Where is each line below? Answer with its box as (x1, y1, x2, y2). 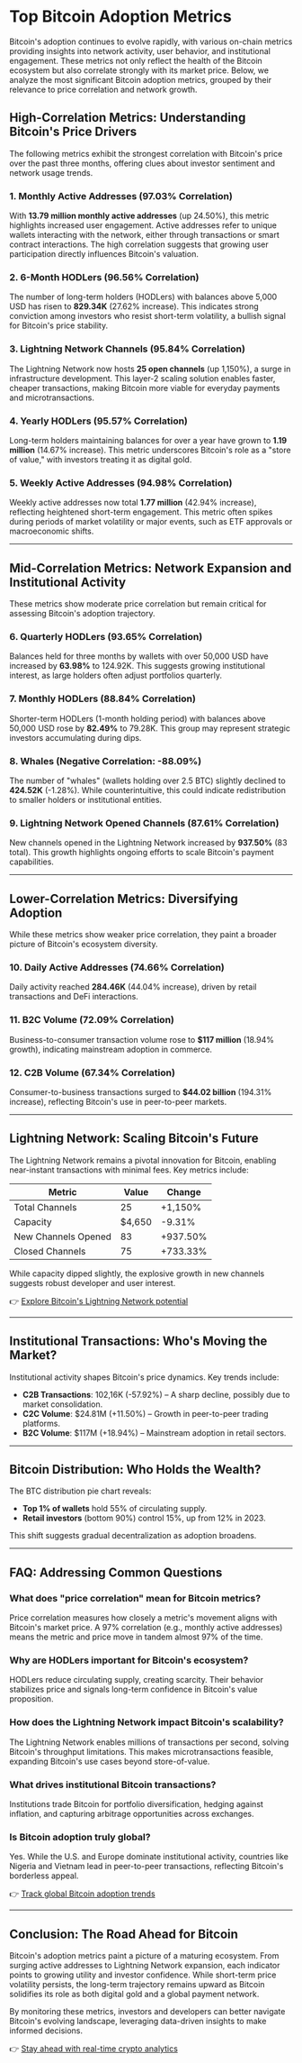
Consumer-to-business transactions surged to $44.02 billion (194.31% (9, 1086, 272, 1097)
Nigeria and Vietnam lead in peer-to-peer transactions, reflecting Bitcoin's (9, 1861, 284, 1872)
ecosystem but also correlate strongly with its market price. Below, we (9, 65, 270, 76)
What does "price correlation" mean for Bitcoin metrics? (9, 1592, 262, 1604)
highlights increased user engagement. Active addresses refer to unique (9, 220, 277, 231)
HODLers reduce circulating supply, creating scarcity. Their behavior (9, 1675, 263, 1685)
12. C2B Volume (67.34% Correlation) (9, 1066, 175, 1079)
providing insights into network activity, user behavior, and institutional (9, 45, 271, 56)
